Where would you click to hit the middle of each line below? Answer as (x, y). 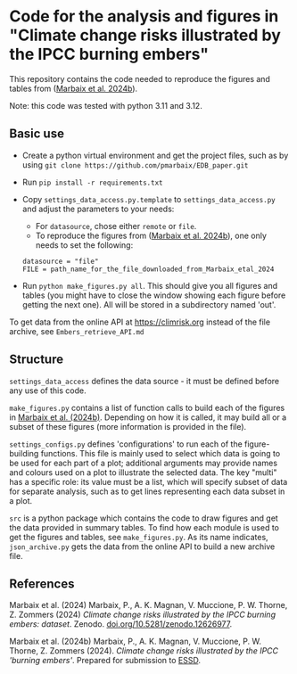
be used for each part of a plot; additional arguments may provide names (144, 463)
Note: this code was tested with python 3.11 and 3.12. (106, 105)
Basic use (37, 134)
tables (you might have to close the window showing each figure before (154, 295)
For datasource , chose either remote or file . (116, 226)
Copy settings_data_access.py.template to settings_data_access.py (148, 199)
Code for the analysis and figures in (144, 16)
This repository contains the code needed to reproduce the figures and (140, 78)
